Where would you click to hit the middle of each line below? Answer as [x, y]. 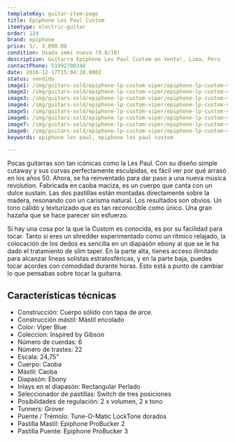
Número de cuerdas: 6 [50, 342]
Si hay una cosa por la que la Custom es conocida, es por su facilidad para [115, 229]
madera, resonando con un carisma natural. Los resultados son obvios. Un [115, 201]
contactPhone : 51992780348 [47, 66]
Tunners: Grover [41, 409]
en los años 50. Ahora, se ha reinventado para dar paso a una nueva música [117, 178]
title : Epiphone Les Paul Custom [56, 20]
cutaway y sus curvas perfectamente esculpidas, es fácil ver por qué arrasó [117, 171]
